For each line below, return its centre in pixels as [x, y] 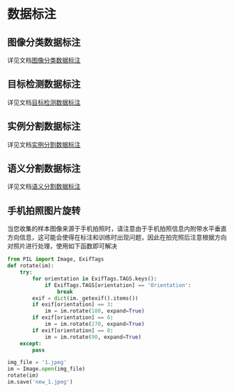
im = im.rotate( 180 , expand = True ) [94, 311]
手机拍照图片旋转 [44, 211]
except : [31, 343]
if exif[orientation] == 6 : [73, 317]
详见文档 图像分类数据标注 [44, 60]
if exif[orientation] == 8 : [73, 330]
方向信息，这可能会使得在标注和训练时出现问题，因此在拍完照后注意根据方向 [117, 237]
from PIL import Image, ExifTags [56, 259]
